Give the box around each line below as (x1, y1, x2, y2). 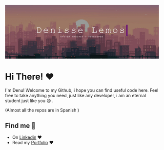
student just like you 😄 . (5, 98, 54, 104)
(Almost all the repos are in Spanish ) (5, 107, 80, 113)
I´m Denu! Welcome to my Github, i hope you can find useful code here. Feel (5, 87, 159, 93)
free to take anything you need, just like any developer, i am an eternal (5, 93, 146, 99)
